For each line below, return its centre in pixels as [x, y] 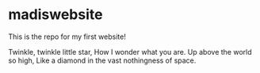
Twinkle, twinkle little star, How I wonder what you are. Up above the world [130, 52]
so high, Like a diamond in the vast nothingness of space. [102, 60]
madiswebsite [55, 15]
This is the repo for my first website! [67, 36]
